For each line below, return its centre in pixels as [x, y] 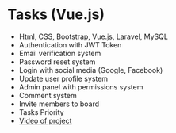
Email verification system [60, 53]
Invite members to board [59, 104]
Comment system [48, 95]
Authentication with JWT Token [70, 44]
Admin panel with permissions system [81, 87]
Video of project [45, 120]
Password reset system [57, 62]
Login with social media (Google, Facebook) [91, 70]
